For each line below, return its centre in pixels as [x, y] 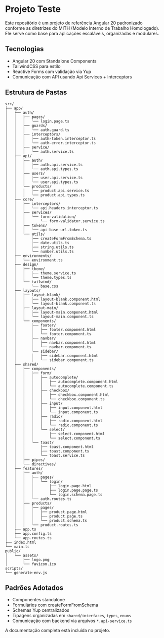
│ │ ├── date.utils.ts [37, 243]
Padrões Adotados [34, 588]
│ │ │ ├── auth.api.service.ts [44, 165]
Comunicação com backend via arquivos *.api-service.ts [72, 621]
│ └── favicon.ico [31, 564]
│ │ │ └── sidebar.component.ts [49, 360]
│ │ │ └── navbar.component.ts [48, 347]
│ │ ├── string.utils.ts [40, 247]
